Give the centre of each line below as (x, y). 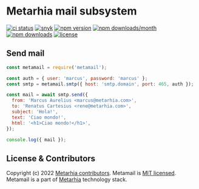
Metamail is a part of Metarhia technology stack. (67, 179)
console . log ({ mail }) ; (36, 140)
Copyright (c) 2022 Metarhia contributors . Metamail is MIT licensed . (91, 173)
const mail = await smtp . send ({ (47, 95)
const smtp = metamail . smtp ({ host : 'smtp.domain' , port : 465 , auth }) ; (100, 84)
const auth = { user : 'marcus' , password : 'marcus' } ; (77, 78)
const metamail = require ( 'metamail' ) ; (57, 67)
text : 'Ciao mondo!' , (39, 117)
